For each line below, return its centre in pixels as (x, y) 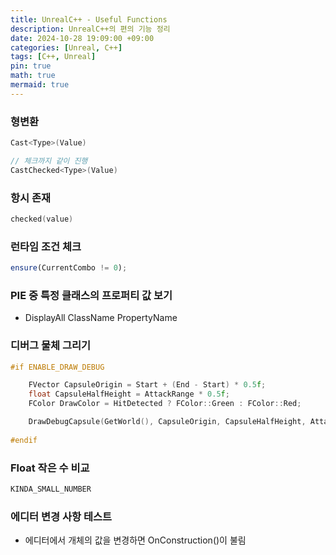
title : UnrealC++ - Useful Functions (89, 19)
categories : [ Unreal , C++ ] (66, 47)
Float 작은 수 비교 (50, 468)
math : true (33, 76)
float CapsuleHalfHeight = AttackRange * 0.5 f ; (129, 394)
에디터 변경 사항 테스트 (61, 516)
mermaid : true (40, 85)
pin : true (31, 66)
